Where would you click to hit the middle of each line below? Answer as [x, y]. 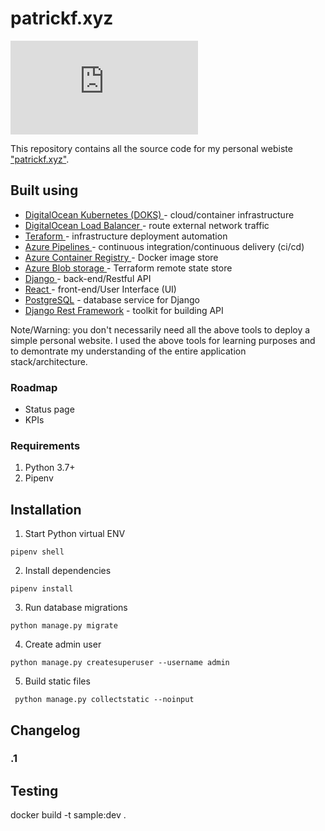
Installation [46, 509]
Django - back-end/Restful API [88, 278]
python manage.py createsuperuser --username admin [120, 663]
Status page [49, 409]
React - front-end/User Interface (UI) [100, 289]
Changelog [45, 730]
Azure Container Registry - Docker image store [121, 257]
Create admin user [63, 644]
